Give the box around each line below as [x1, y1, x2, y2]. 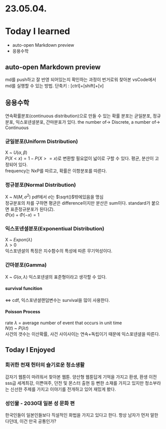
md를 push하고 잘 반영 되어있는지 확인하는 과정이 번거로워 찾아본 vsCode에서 [5, 76, 157, 82]
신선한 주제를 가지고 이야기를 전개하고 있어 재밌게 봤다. [10, 386, 116, 392]
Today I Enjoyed [5, 346, 55, 354]
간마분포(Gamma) [5, 262, 47, 269]
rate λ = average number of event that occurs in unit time [5, 320, 122, 326]
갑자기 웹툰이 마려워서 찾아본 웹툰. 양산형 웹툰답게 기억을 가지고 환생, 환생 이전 [5, 373, 157, 380]
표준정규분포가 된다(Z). [10, 207, 55, 212]
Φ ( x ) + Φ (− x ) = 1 [5, 212, 40, 217]
